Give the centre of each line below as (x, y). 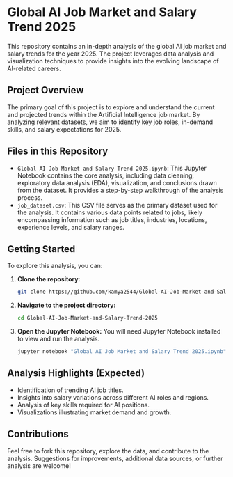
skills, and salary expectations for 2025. (64, 129)
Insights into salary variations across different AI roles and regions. (113, 397)
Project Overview (46, 90)
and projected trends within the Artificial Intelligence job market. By (104, 114)
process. (30, 197)
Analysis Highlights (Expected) (76, 373)
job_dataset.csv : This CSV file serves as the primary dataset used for (117, 205)
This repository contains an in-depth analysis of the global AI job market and (117, 46)
